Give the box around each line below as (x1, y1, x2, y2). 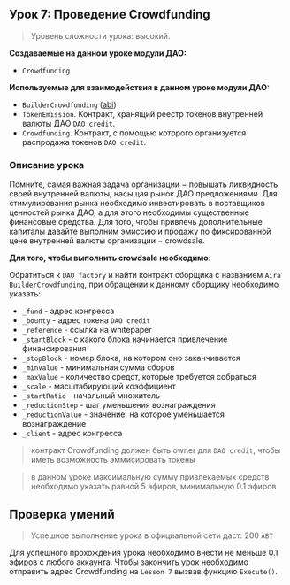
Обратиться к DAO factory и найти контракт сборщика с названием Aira (9, 270, 281, 281)
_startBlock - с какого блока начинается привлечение (21, 334, 228, 344)
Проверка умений (9, 506, 115, 521)
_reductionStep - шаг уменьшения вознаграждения (21, 400, 216, 411)
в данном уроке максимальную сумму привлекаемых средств (30, 472, 270, 482)
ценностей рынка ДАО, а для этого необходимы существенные (9, 207, 249, 218)
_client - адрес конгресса (21, 428, 123, 439)
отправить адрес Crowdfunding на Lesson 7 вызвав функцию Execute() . (9, 566, 279, 576)
